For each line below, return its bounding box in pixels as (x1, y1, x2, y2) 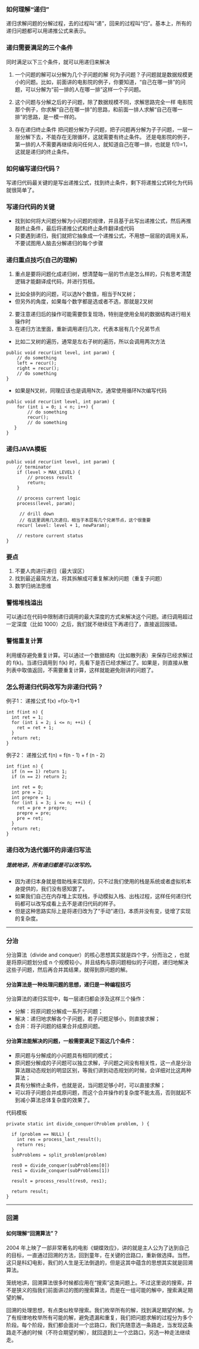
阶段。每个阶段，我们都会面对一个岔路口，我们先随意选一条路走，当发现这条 (6, 1321, 193, 1328)
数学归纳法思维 (14, 582, 52, 589)
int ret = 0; (11, 784, 44, 790)
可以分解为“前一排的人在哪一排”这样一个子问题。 (25, 86, 145, 93)
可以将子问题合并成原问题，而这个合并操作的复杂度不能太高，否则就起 (14, 1089, 187, 1096)
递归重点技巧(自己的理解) (6, 256, 78, 264)
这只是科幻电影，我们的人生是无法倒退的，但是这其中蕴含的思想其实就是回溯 (6, 1259, 193, 1266)
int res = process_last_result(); (17, 1136, 102, 1142)
